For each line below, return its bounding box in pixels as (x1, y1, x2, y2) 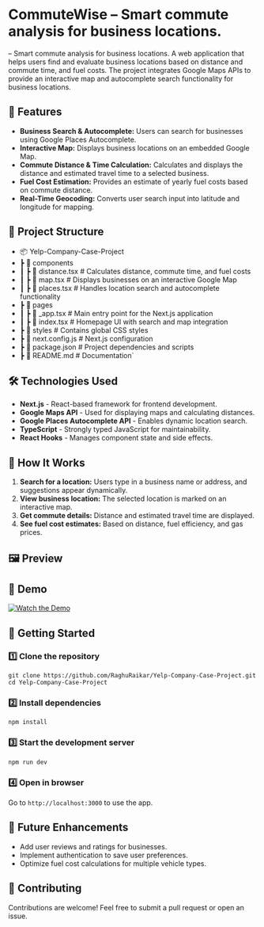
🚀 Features (8, 105, 62, 119)
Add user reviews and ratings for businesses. (19, 841, 168, 851)
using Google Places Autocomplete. (19, 135, 137, 144)
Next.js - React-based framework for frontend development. (19, 399, 217, 409)
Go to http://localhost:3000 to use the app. (8, 798, 153, 807)
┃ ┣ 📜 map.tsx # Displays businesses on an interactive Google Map (19, 275, 237, 284)
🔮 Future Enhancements (8, 821, 129, 834)
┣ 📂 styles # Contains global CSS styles (19, 325, 149, 334)
